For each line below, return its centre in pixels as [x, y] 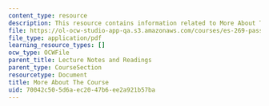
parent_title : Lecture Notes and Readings [80, 61]
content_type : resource [48, 16]
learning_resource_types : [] [57, 45]
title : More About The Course [59, 82]
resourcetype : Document [48, 75]
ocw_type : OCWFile [39, 53]
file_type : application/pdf [55, 38]
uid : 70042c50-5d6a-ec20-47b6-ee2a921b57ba [82, 90]
